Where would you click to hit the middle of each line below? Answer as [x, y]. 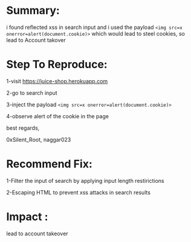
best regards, [23, 128]
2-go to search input [32, 93]
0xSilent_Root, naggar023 [39, 139]
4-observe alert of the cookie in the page [57, 116]
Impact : [27, 217]
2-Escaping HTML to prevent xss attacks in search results [79, 192]
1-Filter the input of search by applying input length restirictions [85, 180]
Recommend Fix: [49, 164]
